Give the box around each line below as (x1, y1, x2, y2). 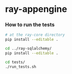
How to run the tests (5, 21, 55, 28)
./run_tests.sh (5, 64, 36, 69)
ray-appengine (5, 3, 68, 15)
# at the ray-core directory (5, 32, 65, 38)
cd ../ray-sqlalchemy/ (5, 46, 52, 51)
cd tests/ (5, 60, 26, 65)
